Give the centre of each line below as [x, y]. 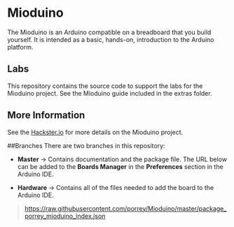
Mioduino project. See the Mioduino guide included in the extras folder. [110, 93]
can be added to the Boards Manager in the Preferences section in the [120, 166]
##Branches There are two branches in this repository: [87, 145]
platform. [20, 47]
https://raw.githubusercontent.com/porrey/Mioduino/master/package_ [125, 208]
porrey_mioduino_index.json [65, 216]
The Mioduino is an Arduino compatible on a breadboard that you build [109, 32]
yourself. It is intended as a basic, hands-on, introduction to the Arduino [111, 39]
